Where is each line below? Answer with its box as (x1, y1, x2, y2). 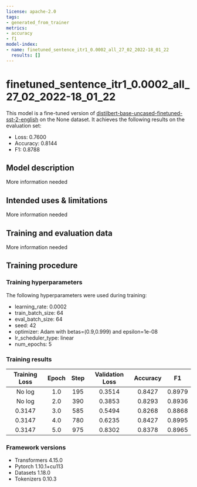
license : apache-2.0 (6, 8, 57, 15)
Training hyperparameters (6, 278, 83, 287)
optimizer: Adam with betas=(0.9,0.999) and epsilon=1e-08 (14, 328, 158, 335)
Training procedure (6, 261, 78, 271)
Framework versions (6, 443, 66, 451)
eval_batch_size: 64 (14, 315, 63, 323)
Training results (6, 355, 52, 363)
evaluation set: (6, 122, 42, 129)
